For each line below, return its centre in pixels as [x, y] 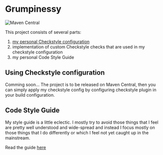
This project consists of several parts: [43, 32]
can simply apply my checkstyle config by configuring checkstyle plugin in [81, 90]
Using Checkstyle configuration [55, 73]
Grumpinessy [33, 9]
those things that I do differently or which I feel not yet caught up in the [77, 132]
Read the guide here [26, 147]
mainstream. [18, 138]
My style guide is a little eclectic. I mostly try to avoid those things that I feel [82, 122]
